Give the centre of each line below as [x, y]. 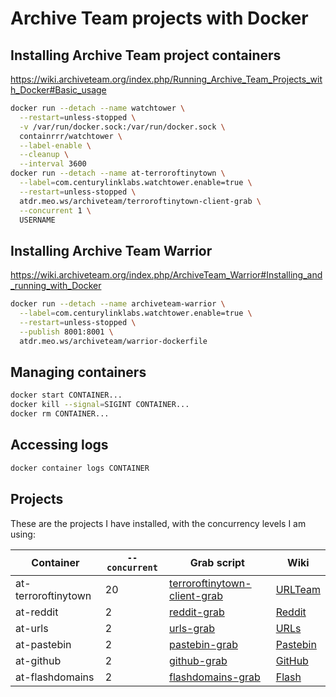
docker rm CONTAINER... [60, 414]
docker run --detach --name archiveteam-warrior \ [118, 304]
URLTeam [298, 589]
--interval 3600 [53, 164]
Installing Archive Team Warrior [111, 250]
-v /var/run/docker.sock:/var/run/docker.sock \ [122, 127]
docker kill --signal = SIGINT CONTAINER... [100, 405]
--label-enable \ [55, 145]
